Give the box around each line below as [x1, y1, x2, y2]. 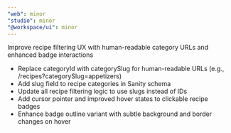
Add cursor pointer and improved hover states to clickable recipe [17, 95, 208, 103]
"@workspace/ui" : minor [7, 23, 78, 31]
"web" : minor [7, 10, 46, 18]
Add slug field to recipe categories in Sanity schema [17, 80, 171, 88]
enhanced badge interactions [7, 50, 94, 59]
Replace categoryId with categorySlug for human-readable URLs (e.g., [17, 65, 225, 73]
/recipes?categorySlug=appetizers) [17, 72, 122, 80]
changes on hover [17, 117, 71, 126]
